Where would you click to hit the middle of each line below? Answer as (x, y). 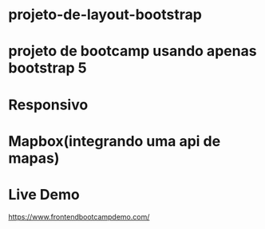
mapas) (34, 158)
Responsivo (48, 105)
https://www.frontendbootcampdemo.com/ (79, 216)
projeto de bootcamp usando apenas (132, 51)
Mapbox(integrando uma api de (115, 141)
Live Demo (44, 194)
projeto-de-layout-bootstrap (105, 15)
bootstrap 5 (47, 68)
